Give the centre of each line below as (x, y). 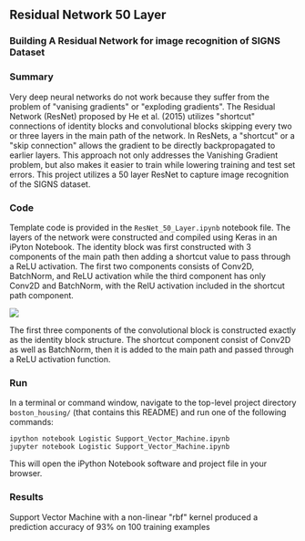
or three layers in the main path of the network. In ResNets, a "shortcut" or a (152, 135)
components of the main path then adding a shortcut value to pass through (150, 256)
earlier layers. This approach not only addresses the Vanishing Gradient (144, 155)
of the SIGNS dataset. (50, 184)
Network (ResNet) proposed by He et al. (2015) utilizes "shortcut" (132, 116)
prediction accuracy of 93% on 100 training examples (110, 526)
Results (26, 497)
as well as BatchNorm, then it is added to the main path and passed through (152, 349)
